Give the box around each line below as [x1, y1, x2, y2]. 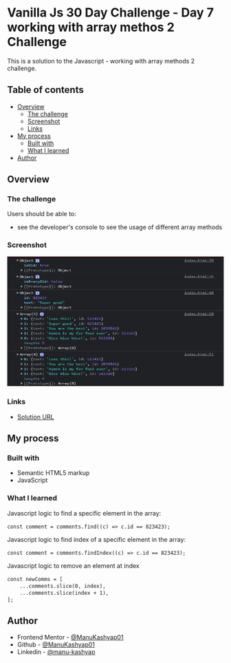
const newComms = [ [7, 576, 63, 582]
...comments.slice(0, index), [19, 582, 107, 589]
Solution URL [16, 412, 54, 421]
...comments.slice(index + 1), [19, 589, 109, 596]
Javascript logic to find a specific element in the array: [7, 509, 162, 517]
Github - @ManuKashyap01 [16, 640, 95, 649]
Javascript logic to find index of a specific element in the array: [7, 535, 186, 543]
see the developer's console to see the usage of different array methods [16, 223, 223, 231]
